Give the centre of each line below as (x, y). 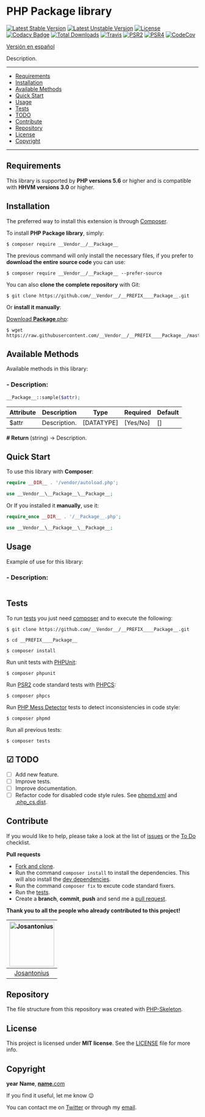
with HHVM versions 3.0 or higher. (50, 187)
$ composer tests (28, 741)
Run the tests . (33, 892)
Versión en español (31, 46)
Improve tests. (33, 781)
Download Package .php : (38, 319)
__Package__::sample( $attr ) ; (43, 397)
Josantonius (32, 973)
